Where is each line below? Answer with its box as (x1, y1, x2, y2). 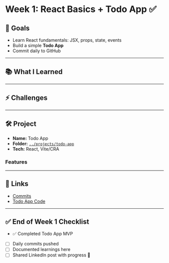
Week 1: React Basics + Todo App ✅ (5, 4, 157, 15)
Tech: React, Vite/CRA (12, 146, 59, 152)
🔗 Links (5, 180, 29, 188)
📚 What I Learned (5, 68, 63, 76)
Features (5, 159, 28, 166)
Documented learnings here (12, 246, 70, 252)
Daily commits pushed (12, 241, 59, 247)
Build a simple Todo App (12, 43, 64, 48)
